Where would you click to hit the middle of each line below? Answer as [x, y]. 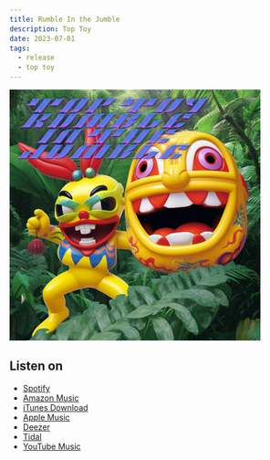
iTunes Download [55, 407]
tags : [20, 48]
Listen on [36, 366]
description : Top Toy [51, 29]
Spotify [36, 388]
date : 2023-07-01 [42, 38]
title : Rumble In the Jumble [65, 19]
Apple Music [46, 417]
